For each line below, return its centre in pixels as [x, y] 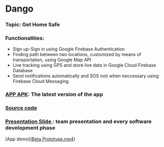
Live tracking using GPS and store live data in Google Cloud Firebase [84, 65]
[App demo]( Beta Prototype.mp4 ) [40, 139]
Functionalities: [25, 38]
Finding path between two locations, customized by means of [77, 55]
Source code [21, 108]
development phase [30, 128]
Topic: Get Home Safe [33, 25]
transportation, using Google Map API [52, 60]
